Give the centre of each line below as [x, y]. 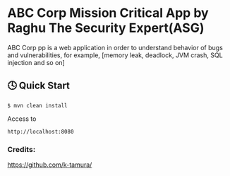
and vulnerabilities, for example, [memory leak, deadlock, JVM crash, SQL [115, 55]
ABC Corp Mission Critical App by [108, 13]
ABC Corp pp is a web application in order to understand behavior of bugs [115, 47]
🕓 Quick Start [39, 86]
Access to [22, 119]
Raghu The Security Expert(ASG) [106, 28]
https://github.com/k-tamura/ [50, 165]
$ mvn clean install [38, 105]
